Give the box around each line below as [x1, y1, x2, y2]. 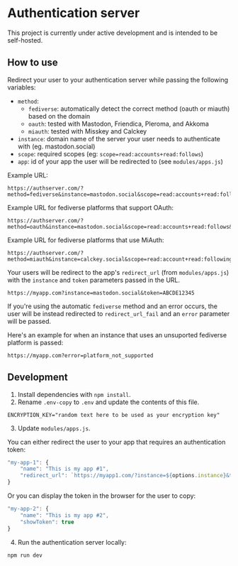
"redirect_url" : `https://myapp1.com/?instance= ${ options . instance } [20, 472, 227, 479]
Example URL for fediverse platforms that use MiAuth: [7, 236, 164, 244]
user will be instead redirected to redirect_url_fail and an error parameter [7, 309, 230, 317]
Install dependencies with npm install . [17, 390, 131, 398]
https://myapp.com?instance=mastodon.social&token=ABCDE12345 [7, 289, 195, 296]
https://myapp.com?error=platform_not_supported [7, 352, 154, 359]
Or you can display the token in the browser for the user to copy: [7, 491, 196, 500]
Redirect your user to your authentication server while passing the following [7, 75, 229, 84]
